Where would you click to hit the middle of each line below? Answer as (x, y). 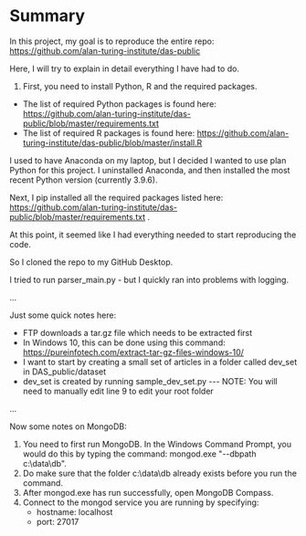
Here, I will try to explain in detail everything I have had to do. (125, 68)
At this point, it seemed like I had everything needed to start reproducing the (153, 235)
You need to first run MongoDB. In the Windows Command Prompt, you (157, 444)
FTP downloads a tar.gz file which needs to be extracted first (137, 332)
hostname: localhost (74, 511)
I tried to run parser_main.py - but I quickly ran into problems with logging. (149, 279)
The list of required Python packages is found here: (119, 104)
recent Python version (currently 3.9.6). (84, 180)
